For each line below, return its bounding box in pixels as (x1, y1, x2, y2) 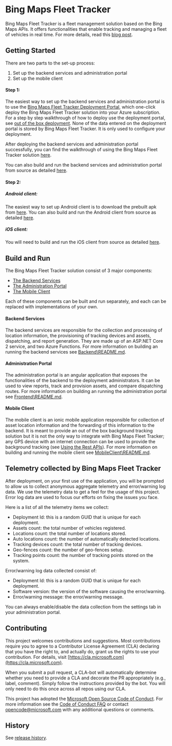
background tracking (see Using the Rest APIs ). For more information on (5, 444, 158, 450)
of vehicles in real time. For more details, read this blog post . (5, 31, 133, 37)
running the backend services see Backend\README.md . (5, 348, 126, 355)
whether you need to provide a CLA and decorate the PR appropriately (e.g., (5, 675, 166, 681)
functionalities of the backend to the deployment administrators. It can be (5, 377, 160, 383)
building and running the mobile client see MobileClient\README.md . (5, 449, 151, 455)
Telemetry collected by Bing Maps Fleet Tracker (5, 464, 161, 473)
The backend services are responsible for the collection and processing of (5, 327, 163, 333)
